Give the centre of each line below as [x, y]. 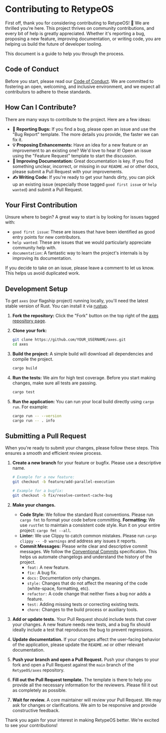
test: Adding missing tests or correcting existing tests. [83, 604]
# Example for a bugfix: [38, 491]
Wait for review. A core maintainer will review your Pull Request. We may [87, 700]
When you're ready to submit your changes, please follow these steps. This [82, 448]
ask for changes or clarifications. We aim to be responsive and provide [84, 705]
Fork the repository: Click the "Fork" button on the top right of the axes [85, 316]
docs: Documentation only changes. [64, 578]
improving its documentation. [42, 258]
